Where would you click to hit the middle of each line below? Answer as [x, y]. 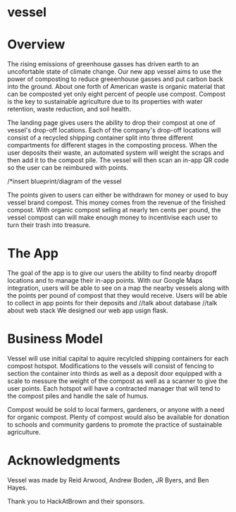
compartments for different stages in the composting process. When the [112, 145]
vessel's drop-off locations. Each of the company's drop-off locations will [114, 130]
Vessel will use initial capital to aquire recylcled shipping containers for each [118, 358]
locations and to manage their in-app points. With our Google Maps [105, 281]
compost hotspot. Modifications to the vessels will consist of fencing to [111, 366]
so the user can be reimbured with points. [68, 168]
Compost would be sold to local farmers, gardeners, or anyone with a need [116, 409]
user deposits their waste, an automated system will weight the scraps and [116, 153]
